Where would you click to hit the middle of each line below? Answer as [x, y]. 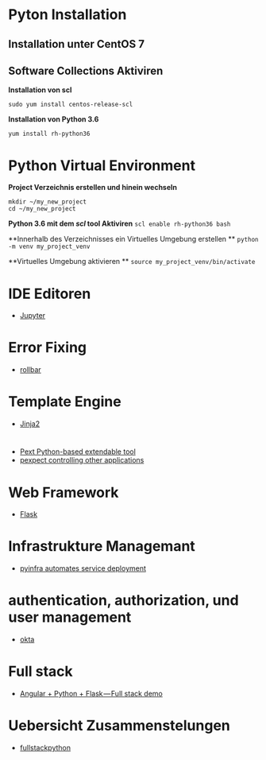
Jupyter [33, 316]
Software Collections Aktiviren [86, 70]
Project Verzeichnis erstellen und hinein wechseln [93, 188]
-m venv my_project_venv [49, 247]
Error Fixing [48, 348]
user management [70, 617]
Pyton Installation [67, 15]
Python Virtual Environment [102, 165]
